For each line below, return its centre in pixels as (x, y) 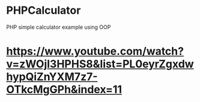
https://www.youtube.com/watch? (95, 51)
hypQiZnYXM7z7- (52, 77)
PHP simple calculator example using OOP (59, 27)
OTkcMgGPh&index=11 (64, 90)
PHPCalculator (44, 10)
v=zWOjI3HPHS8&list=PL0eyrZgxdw (100, 64)
